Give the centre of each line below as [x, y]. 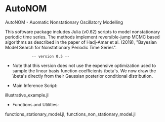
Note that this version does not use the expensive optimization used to [84, 65]
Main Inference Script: [35, 85]
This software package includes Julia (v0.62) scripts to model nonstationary [82, 31]
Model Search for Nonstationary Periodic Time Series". [61, 47]
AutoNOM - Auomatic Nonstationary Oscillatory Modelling [64, 22]
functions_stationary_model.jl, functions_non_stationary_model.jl [70, 114]
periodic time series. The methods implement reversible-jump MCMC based [82, 37]
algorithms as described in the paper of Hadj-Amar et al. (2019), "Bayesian [81, 42]
